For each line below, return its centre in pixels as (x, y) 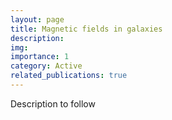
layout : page (37, 19)
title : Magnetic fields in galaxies (86, 29)
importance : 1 (40, 57)
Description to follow (53, 103)
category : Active (46, 66)
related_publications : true (69, 76)
